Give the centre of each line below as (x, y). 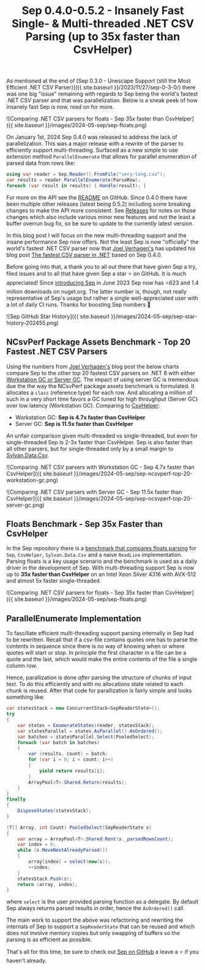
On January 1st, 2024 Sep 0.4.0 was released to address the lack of (92, 137)
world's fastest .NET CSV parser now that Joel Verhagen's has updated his (101, 248)
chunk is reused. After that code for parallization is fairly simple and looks (99, 691)
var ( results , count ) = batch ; (68, 754)
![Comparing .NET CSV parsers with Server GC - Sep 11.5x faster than (94, 492)
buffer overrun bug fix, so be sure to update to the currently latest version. (100, 223)
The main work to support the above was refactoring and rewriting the (95, 920)
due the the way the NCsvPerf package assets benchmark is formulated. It (100, 386)
